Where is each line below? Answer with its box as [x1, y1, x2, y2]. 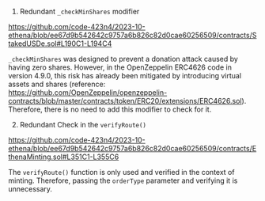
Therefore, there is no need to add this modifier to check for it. [8, 104, 212, 114]
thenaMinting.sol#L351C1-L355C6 [8, 152, 119, 161]
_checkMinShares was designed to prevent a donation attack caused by [8, 55, 239, 63]
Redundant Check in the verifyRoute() [19, 120, 147, 129]
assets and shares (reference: [8, 79, 106, 89]
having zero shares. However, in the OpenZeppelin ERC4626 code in [8, 63, 232, 72]
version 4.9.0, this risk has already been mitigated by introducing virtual [8, 71, 242, 80]
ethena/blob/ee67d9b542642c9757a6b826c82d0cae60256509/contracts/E [8, 144, 257, 153]
